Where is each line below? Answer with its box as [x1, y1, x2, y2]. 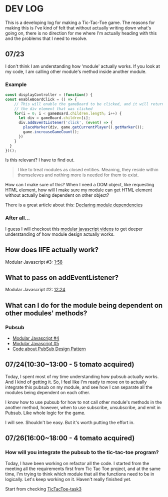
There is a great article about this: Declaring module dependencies [5, 202, 143, 208]
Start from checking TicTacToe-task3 [5, 486, 81, 492]
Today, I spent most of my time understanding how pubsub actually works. [5, 373, 159, 380]
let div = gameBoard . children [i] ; [18, 115, 91, 120]
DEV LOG [5, 3, 44, 14]
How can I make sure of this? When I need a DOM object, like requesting [5, 182, 154, 188]
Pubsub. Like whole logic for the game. [5, 410, 86, 416]
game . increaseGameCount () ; [23, 129, 79, 135]
